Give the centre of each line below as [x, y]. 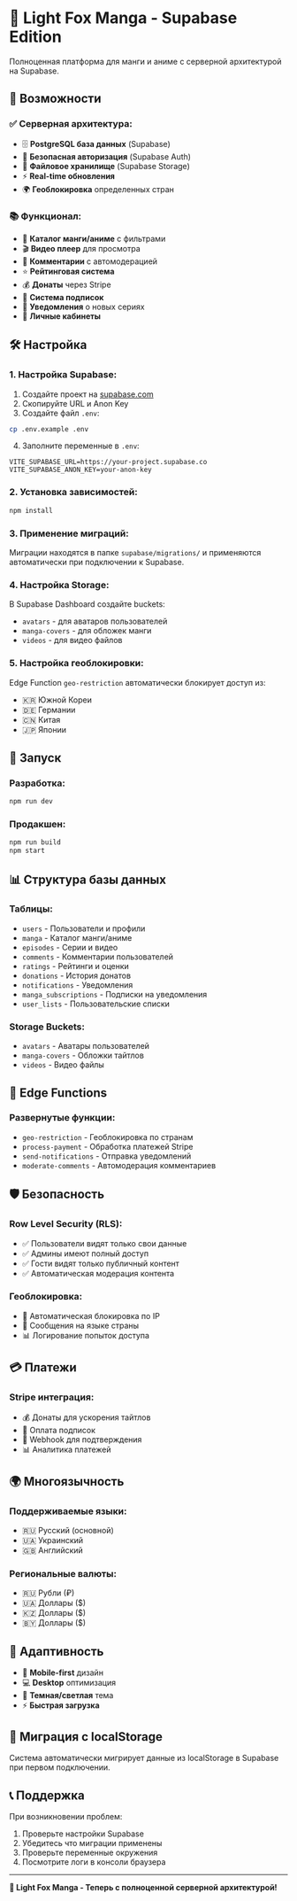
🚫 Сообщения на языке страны [80, 1325]
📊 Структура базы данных [88, 879]
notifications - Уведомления [77, 985]
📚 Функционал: [46, 216]
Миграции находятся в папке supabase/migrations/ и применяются [135, 552]
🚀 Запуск [35, 758]
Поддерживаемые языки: [68, 1511]
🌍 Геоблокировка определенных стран [98, 189]
